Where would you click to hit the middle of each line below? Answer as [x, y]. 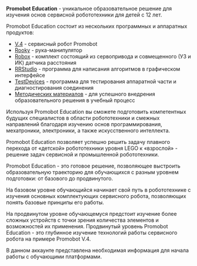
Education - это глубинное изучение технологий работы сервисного [92, 233]
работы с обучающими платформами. [54, 257]
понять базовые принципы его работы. [55, 202]
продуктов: [20, 32]
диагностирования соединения [54, 88]
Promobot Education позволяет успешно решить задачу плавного [88, 142]
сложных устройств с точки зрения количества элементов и [82, 220]
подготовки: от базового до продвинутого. [60, 178]
